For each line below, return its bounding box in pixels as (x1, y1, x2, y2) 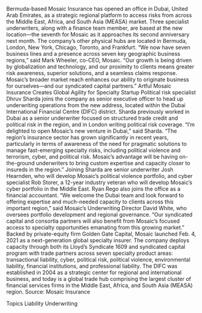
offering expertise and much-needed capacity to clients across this (6, 198, 174, 205)
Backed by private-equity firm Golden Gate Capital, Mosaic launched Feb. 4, (6, 230, 197, 237)
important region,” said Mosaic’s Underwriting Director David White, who (6, 205, 187, 211)
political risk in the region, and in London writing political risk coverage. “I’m (6, 121, 195, 128)
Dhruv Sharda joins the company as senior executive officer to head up (6, 95, 183, 102)
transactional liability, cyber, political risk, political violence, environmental (6, 256, 191, 263)
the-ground (6, 160, 35, 166)
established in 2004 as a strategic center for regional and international (6, 269, 182, 276)
